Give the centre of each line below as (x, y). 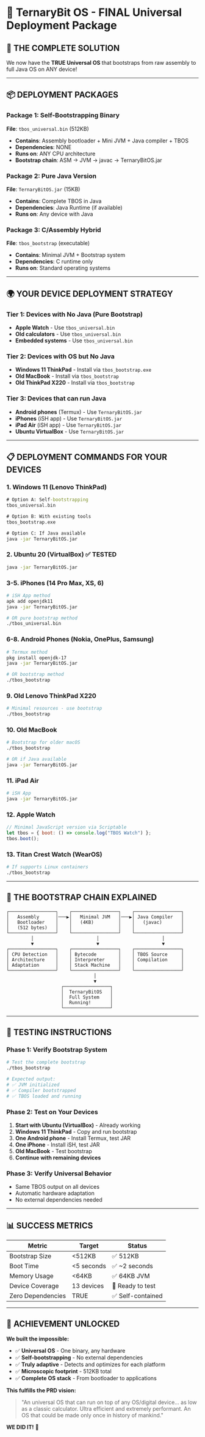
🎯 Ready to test (134, 1286)
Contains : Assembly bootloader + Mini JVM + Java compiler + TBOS (102, 141)
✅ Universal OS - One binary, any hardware (70, 1350)
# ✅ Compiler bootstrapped (41, 1090)
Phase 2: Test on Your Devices (52, 1112)
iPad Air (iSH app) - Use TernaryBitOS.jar (68, 425)
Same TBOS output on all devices (57, 1187)
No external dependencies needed (59, 1200)
